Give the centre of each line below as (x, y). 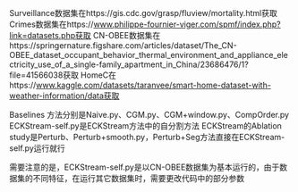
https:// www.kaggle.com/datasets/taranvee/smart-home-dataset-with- (140, 85)
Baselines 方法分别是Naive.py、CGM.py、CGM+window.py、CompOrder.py (149, 115)
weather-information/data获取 (64, 96)
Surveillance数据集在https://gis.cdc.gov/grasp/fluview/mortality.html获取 (143, 13)
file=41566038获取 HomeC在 (63, 75)
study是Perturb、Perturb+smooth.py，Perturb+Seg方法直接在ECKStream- (147, 137)
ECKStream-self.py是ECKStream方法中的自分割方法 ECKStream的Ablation (145, 126)
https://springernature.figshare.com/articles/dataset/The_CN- (123, 46)
